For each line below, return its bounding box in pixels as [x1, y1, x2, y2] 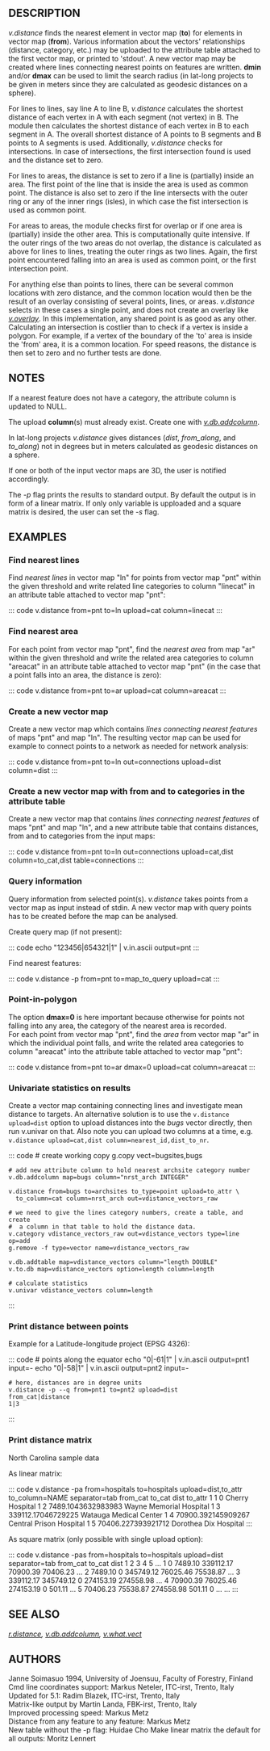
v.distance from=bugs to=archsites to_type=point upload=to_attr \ [8, 1187, 240, 1196]
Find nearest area [8, 626, 79, 637]
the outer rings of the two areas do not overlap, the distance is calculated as [8, 237, 262, 247]
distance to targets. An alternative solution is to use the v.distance [8, 1110, 230, 1119]
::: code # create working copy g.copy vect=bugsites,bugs [8, 1151, 203, 1161]
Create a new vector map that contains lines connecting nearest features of [8, 814, 260, 824]
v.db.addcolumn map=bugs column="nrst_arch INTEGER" [8, 1174, 189, 1182]
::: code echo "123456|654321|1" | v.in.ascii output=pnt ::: [8, 943, 200, 952]
